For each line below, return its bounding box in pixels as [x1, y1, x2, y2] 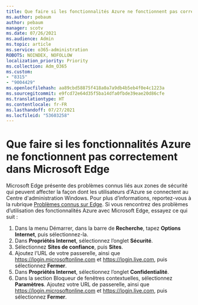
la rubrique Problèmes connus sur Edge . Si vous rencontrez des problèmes [6, 201, 189, 208]
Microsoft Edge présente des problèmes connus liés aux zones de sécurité [6, 182, 188, 189]
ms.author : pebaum [6, 14, 51, 20]
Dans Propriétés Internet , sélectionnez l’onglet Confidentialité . [14, 269, 169, 276]
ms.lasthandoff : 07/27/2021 [6, 107, 75, 113]
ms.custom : [6, 69, 33, 75]
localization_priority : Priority [6, 58, 88, 63]
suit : [6, 213, 18, 220]
